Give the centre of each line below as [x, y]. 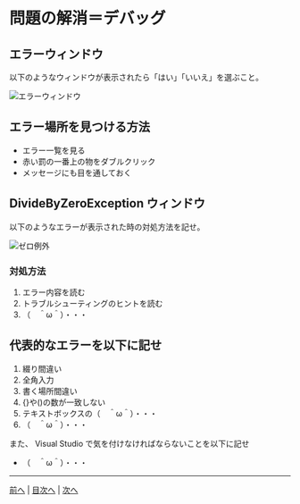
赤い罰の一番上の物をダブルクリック [89, 161]
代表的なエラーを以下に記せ [86, 345]
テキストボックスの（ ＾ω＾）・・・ [90, 413]
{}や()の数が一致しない [63, 402]
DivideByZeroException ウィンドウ [107, 203]
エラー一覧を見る [54, 150]
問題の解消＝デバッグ [88, 18]
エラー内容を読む [54, 292]
